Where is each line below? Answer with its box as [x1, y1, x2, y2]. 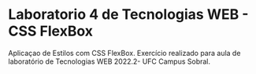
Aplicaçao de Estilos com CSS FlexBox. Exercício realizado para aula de [8, 48, 241, 57]
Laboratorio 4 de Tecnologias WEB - [8, 6, 249, 24]
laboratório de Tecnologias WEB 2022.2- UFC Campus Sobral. [8, 57, 211, 66]
